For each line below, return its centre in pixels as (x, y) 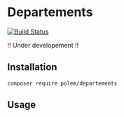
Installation (32, 67)
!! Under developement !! (43, 45)
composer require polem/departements (62, 83)
